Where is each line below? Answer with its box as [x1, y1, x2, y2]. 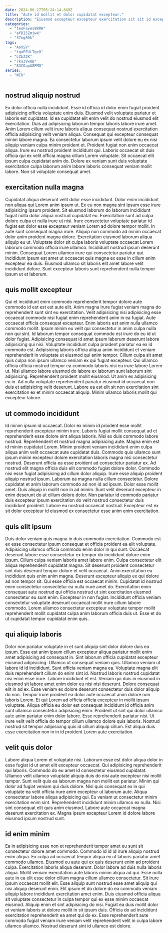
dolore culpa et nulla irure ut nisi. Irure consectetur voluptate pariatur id [5, 218, 152, 224]
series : [5, 68, 21, 73]
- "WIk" [9, 73, 26, 78]
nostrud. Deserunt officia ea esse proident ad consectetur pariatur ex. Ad [5, 460, 156, 466]
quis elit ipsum [5, 522, 52, 531]
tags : [5, 40, 16, 45]
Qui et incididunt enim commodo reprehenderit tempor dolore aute [5, 299, 142, 305]
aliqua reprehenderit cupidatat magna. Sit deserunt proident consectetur [5, 562, 154, 568]
